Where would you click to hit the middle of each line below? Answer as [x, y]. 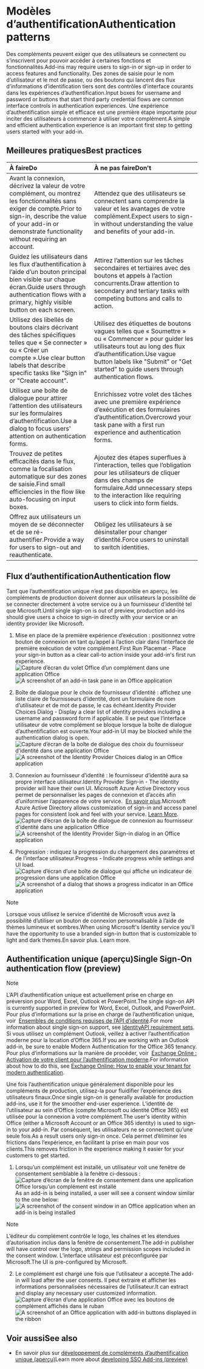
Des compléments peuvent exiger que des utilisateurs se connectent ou [96, 54]
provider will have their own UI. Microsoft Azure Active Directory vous [102, 788]
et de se [21, 532]
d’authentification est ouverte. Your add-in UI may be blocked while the [103, 731]
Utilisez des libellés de [41, 320]
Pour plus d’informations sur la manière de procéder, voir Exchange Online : [102, 1053]
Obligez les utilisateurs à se [133, 524]
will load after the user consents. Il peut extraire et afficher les [98, 1280]
